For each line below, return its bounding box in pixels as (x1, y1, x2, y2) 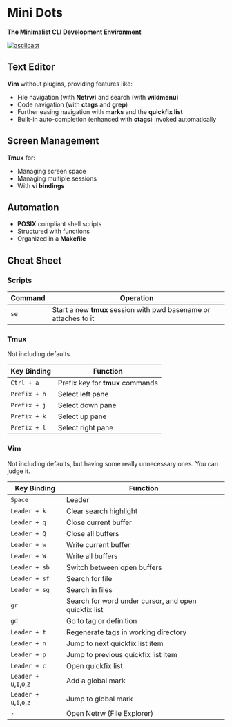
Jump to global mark (66, 694, 133, 703)
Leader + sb (10, 563, 50, 571)
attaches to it (52, 313, 95, 323)
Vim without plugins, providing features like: (7, 80, 133, 88)
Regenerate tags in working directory (66, 627, 187, 637)
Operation (119, 293, 154, 303)
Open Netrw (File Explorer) (66, 708, 154, 718)
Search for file (66, 573, 113, 583)
